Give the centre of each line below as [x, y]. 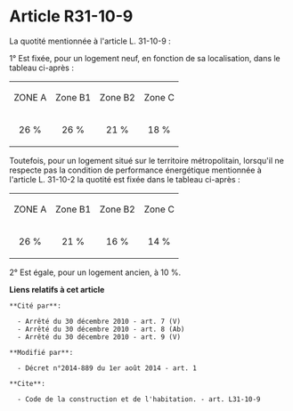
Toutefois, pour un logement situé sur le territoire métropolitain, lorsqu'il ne [147, 160]
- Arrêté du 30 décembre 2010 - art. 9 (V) [99, 337]
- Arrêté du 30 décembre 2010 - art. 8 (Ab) [101, 329]
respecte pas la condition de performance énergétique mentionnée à [136, 170]
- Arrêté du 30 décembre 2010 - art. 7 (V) [99, 321]
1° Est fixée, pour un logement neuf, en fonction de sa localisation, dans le [145, 58]
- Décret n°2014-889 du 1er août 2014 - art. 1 [107, 368]
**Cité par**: [36, 306]
